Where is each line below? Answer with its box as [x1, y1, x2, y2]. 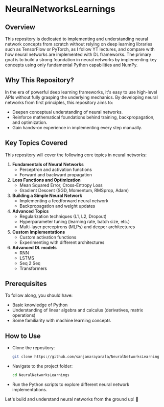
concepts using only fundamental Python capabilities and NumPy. [5, 62, 138, 68]
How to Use [5, 332, 41, 340]
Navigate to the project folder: [12, 363, 73, 369]
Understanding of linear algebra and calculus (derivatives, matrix [12, 307, 143, 313]
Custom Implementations [12, 229, 65, 235]
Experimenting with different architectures [19, 239, 105, 245]
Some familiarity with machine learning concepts [12, 317, 111, 324]
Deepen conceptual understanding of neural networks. [12, 109, 123, 115]
